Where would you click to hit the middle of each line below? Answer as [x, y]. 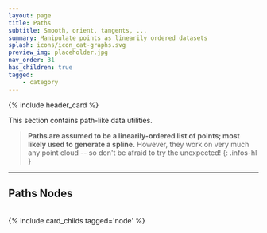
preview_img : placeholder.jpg [58, 52]
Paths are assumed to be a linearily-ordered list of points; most [133, 135]
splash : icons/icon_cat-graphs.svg [67, 45]
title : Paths [30, 23]
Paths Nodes [41, 193]
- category [41, 82]
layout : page [30, 16]
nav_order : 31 [32, 60]
